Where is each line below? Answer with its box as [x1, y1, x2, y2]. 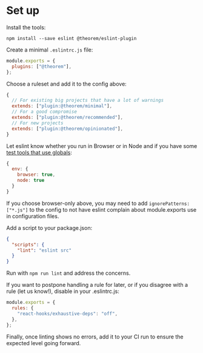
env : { [12, 166, 28, 172]
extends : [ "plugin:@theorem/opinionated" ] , [12, 126, 123, 132]
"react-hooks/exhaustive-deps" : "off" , [17, 311, 118, 317]
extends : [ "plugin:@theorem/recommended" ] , [12, 115, 123, 121]
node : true [17, 177, 45, 184]
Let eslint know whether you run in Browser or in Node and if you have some [6, 142, 198, 149]
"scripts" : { [12, 241, 45, 247]
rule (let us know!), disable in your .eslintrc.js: [6, 287, 119, 295]
